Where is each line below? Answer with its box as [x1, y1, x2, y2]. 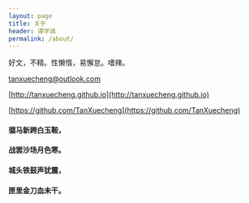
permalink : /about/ [8, 34, 75, 43]
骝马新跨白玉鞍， [8, 125, 66, 135]
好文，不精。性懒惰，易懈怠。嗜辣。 [8, 58, 130, 67]
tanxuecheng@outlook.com [8, 74, 101, 84]
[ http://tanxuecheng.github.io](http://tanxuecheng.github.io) [8, 90, 209, 100]
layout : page [8, 11, 53, 20]
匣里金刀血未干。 [8, 185, 66, 195]
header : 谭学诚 [8, 27, 56, 35]
